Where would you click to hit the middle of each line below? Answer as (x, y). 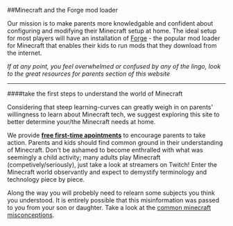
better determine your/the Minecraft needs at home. (81, 122)
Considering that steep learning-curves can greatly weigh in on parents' (110, 107)
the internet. (25, 53)
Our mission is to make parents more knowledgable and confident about (110, 23)
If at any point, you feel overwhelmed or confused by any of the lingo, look (114, 66)
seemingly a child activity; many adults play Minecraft (84, 157)
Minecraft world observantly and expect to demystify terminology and (107, 172)
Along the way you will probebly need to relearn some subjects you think (111, 193)
